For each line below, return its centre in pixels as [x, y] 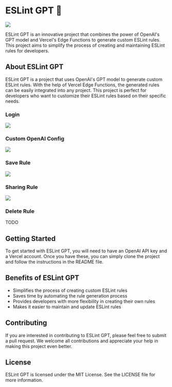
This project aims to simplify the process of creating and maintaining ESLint [85, 45]
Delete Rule [20, 211]
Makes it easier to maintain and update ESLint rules [67, 307]
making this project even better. [39, 346]
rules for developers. [27, 50]
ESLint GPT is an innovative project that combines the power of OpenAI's [83, 34]
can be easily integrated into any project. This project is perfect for [76, 90]
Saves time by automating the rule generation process [70, 296]
